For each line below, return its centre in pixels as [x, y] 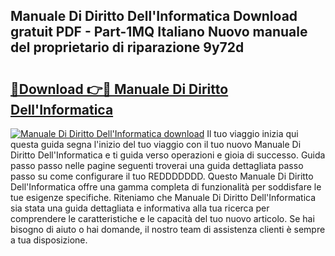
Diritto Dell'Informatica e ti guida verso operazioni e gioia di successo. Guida [168, 155]
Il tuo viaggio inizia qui [252, 133]
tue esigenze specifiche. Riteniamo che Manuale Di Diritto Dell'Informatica [163, 197]
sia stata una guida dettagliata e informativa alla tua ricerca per [140, 208]
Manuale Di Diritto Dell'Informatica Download [154, 16]
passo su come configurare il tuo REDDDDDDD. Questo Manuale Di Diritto [162, 176]
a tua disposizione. [49, 240]
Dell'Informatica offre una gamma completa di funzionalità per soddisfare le [166, 187]
